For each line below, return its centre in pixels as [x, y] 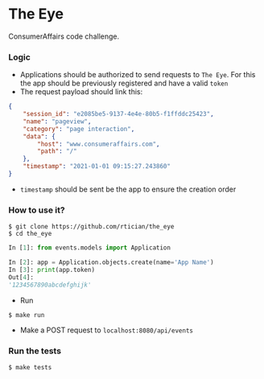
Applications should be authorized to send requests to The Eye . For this [138, 75]
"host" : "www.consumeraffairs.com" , [99, 144]
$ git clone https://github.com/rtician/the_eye [91, 227]
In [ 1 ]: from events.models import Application [90, 248]
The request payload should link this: [81, 92]
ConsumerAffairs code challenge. [64, 36]
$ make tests [30, 367]
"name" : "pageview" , [57, 122]
